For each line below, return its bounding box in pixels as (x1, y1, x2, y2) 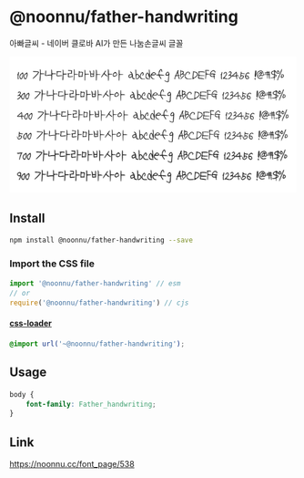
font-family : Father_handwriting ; (25, 400, 157, 409)
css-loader (9, 317, 52, 329)
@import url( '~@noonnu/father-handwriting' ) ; (9, 339, 185, 348)
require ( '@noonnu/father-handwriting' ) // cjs (9, 298, 189, 307)
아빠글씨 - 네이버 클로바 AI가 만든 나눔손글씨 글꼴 (9, 37, 184, 48)
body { (9, 390, 35, 399)
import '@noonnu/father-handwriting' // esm (9, 279, 181, 288)
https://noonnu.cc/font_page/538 (9, 459, 135, 470)
